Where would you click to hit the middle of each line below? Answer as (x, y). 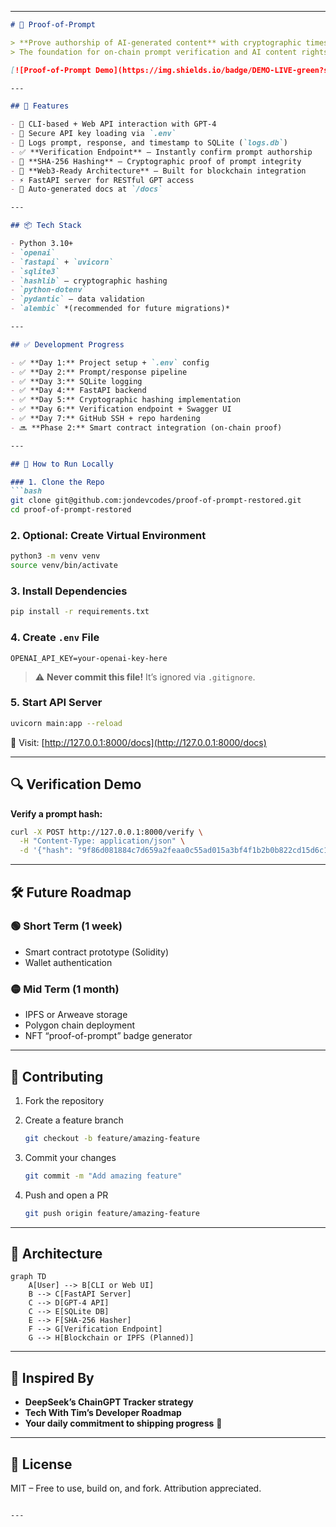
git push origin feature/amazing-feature (112, 1213)
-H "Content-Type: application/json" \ (102, 841)
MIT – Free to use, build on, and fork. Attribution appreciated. (136, 1488)
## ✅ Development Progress (67, 344)
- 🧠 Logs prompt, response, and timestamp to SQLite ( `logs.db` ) (149, 143)
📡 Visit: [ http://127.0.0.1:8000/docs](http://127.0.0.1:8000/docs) (138, 742)
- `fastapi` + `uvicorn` (62, 262)
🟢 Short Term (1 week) (66, 926)
